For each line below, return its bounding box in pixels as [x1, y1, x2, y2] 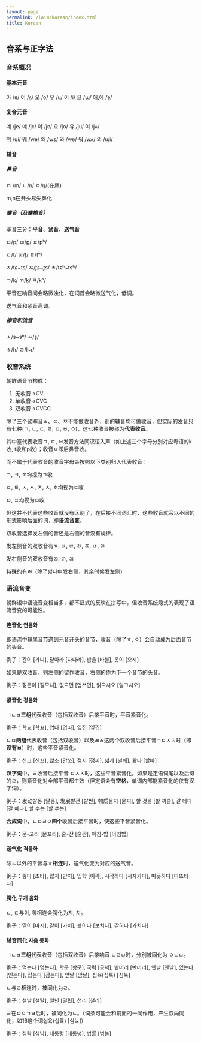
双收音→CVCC [14, 404, 51, 412]
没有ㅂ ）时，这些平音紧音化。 [6, 744, 80, 751]
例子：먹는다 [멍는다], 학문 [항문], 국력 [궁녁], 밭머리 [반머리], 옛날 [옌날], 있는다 [6, 964, 194, 971]
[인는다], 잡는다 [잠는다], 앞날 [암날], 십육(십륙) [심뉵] [6, 972, 130, 979]
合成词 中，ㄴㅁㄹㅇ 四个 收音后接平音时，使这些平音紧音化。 [6, 817, 151, 825]
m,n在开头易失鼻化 [6, 194, 53, 202]
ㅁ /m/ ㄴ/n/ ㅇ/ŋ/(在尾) [6, 181, 62, 189]
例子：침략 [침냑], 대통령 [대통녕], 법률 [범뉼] [6, 1030, 112, 1037]
